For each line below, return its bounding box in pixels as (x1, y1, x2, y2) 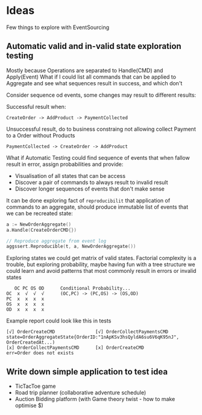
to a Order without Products (6, 131, 75, 139)
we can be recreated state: (6, 209, 74, 217)
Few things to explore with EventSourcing (6, 24, 110, 31)
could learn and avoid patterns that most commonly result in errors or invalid (6, 267, 197, 275)
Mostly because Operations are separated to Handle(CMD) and (6, 67, 163, 74)
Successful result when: (6, 103, 66, 110)
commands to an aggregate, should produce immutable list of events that (6, 203, 189, 211)
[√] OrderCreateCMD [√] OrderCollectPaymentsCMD (6, 329, 169, 335)
